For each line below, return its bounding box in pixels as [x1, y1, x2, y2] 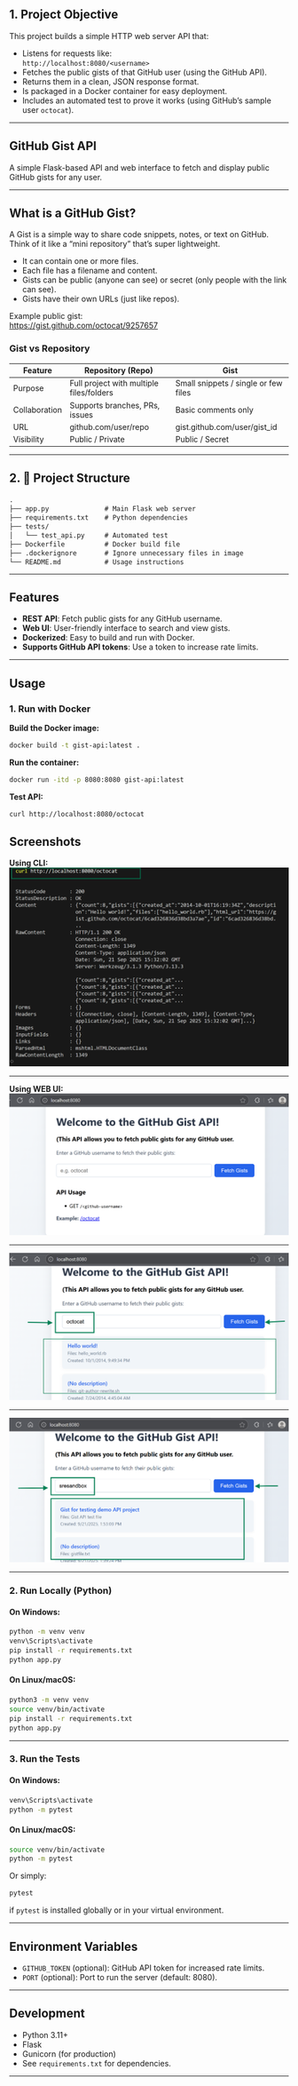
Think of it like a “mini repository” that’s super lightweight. [9, 239, 221, 250]
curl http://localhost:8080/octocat [9, 809, 145, 818]
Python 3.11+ [21, 2029, 69, 2040]
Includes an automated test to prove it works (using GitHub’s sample [21, 95, 272, 106]
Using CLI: [9, 857, 49, 869]
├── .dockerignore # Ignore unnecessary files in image [9, 548, 244, 558]
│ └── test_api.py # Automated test [9, 530, 169, 540]
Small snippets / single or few [175, 378, 283, 389]
